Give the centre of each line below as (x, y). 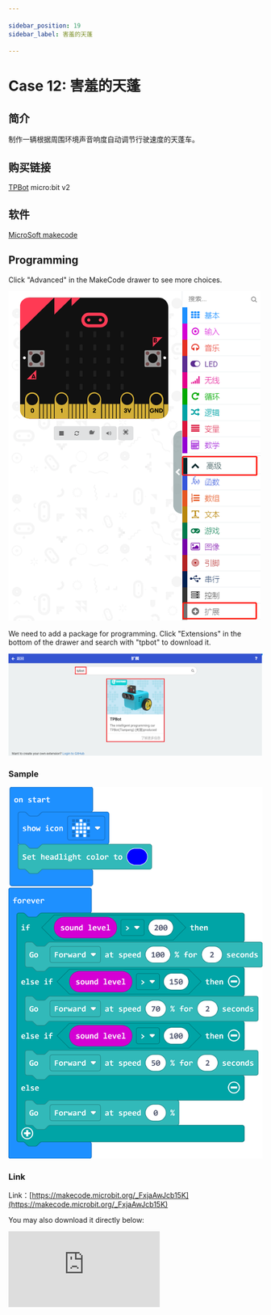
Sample (23, 774)
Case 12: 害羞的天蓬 (75, 86)
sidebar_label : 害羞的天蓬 (50, 34)
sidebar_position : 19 (45, 25)
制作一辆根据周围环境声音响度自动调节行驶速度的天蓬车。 (104, 140)
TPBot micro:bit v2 (40, 188)
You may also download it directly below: (77, 1220)
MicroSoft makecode (43, 235)
